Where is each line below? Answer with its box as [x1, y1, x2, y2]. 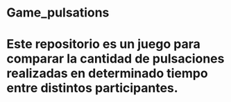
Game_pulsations [6, 5, 110, 21]
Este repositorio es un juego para [6, 37, 200, 52]
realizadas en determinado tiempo [6, 65, 209, 81]
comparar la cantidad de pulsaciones [6, 51, 225, 67]
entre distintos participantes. [6, 81, 178, 96]
